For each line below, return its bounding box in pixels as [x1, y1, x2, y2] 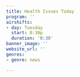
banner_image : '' [6, 41, 48, 47]
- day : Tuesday [6, 24, 43, 31]
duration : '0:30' [11, 35, 54, 41]
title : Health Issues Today [6, 8, 75, 14]
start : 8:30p [11, 30, 43, 36]
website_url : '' [6, 46, 46, 52]
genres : [6, 52, 25, 57]
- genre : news [6, 57, 41, 63]
